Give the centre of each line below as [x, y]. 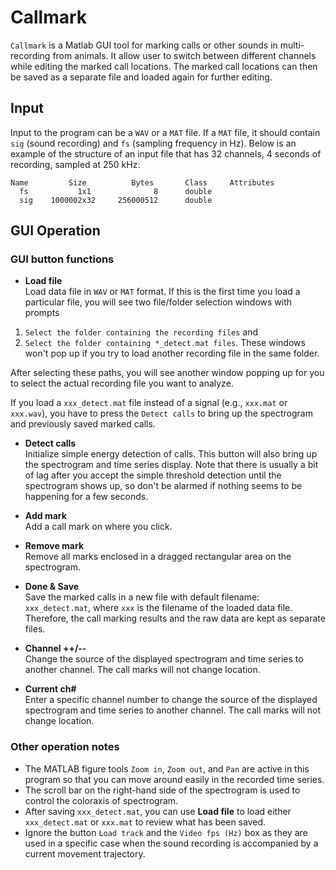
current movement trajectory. [85, 853]
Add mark [45, 516]
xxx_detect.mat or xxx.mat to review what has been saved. [145, 822]
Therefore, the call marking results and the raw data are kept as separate [175, 618]
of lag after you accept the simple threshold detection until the [153, 475]
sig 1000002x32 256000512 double [116, 200]
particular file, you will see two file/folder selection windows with [158, 302]
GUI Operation [55, 231]
